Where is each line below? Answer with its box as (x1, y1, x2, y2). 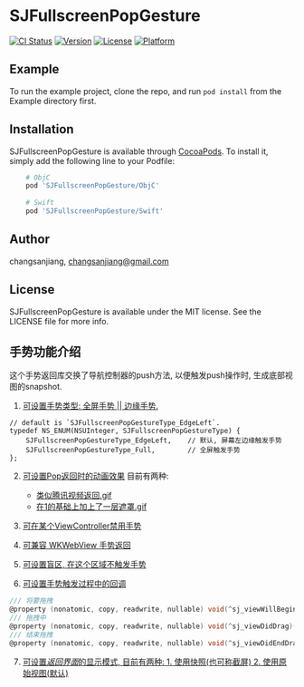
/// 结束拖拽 (9, 630, 53, 639)
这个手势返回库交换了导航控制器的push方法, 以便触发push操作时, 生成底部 (9, 370, 285, 381)
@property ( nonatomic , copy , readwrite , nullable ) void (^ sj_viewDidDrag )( (9, 622, 298, 631)
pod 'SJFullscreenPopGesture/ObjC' (25, 181, 160, 190)
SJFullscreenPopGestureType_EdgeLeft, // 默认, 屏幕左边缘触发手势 (25, 436, 282, 445)
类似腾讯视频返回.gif (35, 490, 112, 501)
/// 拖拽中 (9, 614, 47, 623)
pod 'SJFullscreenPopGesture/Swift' (25, 207, 165, 216)
